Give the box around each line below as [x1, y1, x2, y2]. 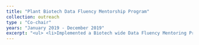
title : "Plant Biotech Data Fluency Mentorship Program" [6, 8, 150, 15]
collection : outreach [6, 14, 60, 20]
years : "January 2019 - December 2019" [6, 25, 105, 31]
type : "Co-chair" [6, 19, 52, 25]
